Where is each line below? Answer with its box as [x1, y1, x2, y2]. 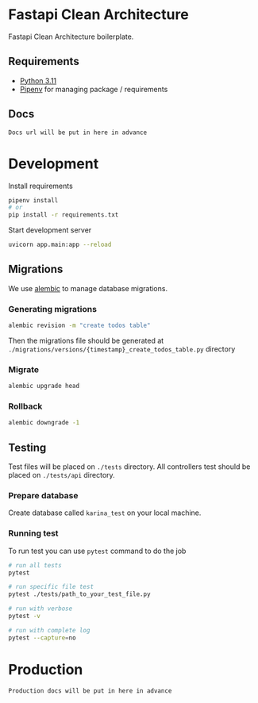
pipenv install [8, 196, 59, 204]
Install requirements [8, 181, 73, 190]
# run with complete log [8, 626, 90, 634]
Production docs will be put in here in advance [8, 686, 172, 695]
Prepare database [8, 490, 79, 501]
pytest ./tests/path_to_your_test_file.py [8, 590, 151, 598]
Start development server [8, 225, 92, 235]
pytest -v [8, 613, 41, 620]
